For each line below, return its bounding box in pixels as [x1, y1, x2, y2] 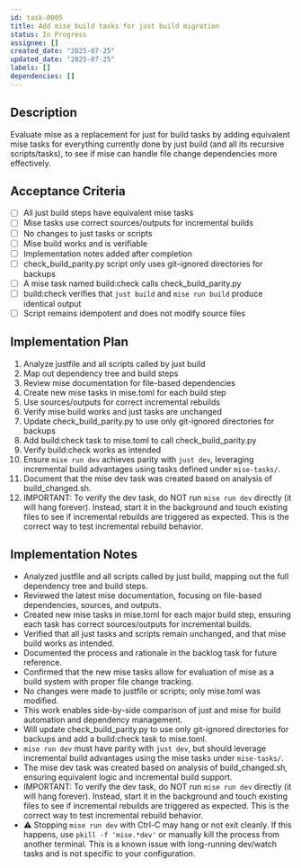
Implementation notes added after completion [22, 248, 192, 259]
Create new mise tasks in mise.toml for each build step [22, 387, 227, 398]
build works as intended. [22, 638, 115, 649]
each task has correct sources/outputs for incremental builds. [22, 618, 252, 630]
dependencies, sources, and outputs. [22, 599, 162, 610]
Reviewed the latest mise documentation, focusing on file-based [22, 590, 262, 601]
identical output [22, 298, 82, 309]
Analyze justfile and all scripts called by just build [22, 358, 206, 369]
